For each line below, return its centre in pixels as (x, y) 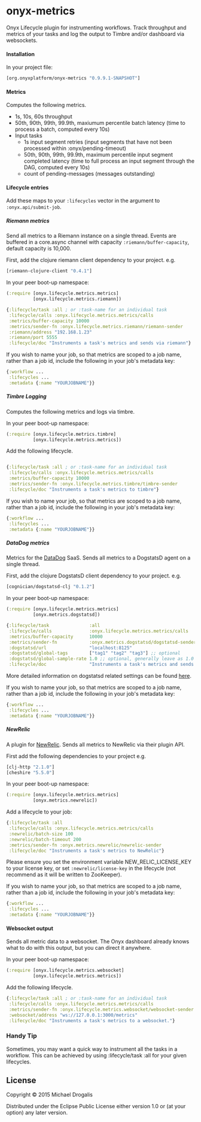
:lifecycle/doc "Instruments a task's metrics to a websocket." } (92, 1020)
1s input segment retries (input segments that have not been (98, 142)
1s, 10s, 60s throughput (44, 117)
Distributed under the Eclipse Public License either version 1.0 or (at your (96, 1106)
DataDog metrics (28, 543)
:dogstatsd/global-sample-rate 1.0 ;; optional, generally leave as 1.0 (101, 659)
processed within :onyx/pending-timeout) (75, 148)
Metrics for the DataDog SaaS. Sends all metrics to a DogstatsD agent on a (98, 558)
